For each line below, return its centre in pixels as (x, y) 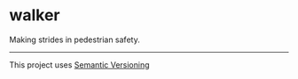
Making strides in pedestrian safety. (74, 39)
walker (35, 15)
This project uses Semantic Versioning (79, 65)
